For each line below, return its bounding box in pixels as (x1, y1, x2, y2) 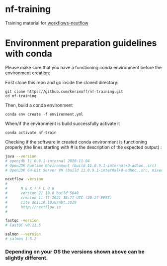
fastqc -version (5, 218, 39, 223)
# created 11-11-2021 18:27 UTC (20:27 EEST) (5, 195, 112, 200)
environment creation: (5, 70, 51, 76)
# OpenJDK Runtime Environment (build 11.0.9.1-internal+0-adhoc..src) (5, 163, 157, 168)
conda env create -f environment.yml (5, 112, 83, 117)
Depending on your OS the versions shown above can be (5, 248, 145, 255)
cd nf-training (5, 93, 37, 98)
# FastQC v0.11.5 (5, 223, 41, 228)
